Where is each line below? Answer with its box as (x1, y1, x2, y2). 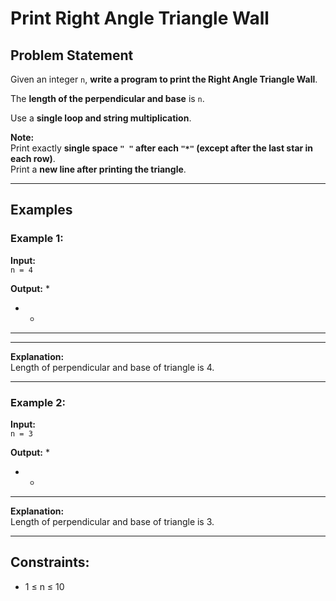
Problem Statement (10, 47, 134, 64)
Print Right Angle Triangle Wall (10, 7, 270, 30)
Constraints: (10, 554, 90, 571)
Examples (10, 202, 73, 219)
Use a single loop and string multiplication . (10, 112, 192, 124)
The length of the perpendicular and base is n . (10, 93, 205, 104)
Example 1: (10, 232, 64, 246)
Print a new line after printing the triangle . (10, 163, 187, 175)
